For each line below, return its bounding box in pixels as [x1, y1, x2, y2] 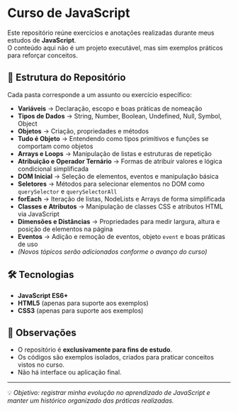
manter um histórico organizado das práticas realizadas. [7, 396, 174, 405]
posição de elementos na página [17, 225, 113, 233]
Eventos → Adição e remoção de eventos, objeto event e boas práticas [17, 232, 225, 240]
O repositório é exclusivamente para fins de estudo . [17, 345, 172, 354]
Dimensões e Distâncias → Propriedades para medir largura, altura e [17, 217, 220, 226]
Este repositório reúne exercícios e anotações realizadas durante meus [7, 28, 215, 37]
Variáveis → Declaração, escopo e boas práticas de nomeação [17, 104, 203, 113]
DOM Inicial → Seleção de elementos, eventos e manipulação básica [17, 172, 219, 180]
